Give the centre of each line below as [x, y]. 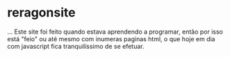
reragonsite [41, 13]
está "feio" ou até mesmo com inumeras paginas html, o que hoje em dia [111, 38]
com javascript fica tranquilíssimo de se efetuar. [76, 46]
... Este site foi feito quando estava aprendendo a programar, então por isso [115, 32]
